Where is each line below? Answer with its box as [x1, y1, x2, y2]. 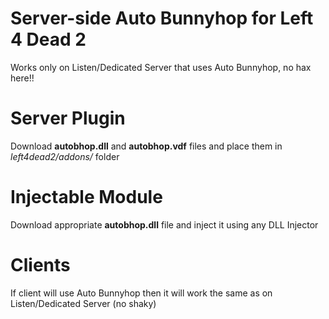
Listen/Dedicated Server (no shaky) [10, 297, 157, 309]
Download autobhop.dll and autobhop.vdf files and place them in [10, 140, 283, 152]
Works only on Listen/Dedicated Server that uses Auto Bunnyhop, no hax [10, 61, 312, 73]
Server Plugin [10, 107, 126, 130]
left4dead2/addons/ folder [10, 150, 120, 162]
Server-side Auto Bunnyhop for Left [10, 7, 314, 30]
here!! [10, 72, 35, 84]
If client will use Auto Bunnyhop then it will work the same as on [10, 287, 273, 299]
